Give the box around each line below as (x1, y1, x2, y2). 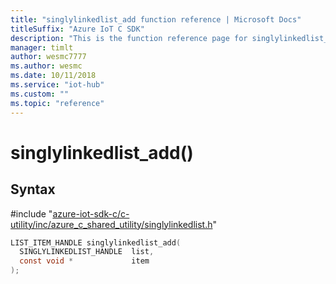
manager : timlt (10, 42, 74, 53)
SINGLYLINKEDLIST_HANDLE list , (19, 247, 155, 257)
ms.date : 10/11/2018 (10, 71, 97, 81)
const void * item (19, 256, 150, 266)
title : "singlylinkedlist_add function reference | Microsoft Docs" (10, 14, 302, 25)
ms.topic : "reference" (10, 98, 105, 108)
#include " (10, 207, 53, 220)
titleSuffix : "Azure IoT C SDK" (10, 24, 145, 34)
